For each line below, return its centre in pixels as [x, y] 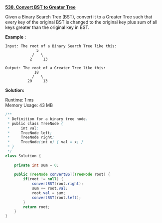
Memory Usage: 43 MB [29, 105]
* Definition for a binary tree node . [48, 119]
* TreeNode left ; [30, 133]
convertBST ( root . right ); [58, 184]
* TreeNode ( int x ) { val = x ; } [45, 142]
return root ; [37, 207]
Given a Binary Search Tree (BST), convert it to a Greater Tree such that [79, 17]
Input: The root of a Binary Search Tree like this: [61, 46]
